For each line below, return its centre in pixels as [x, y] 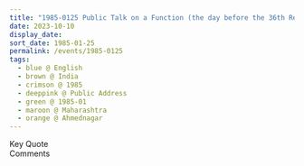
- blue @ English [50, 69]
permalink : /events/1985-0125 [66, 51]
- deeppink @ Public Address [72, 93]
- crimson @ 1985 [50, 85]
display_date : [36, 34]
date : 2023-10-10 [42, 26]
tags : [19, 60]
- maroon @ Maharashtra [62, 110]
